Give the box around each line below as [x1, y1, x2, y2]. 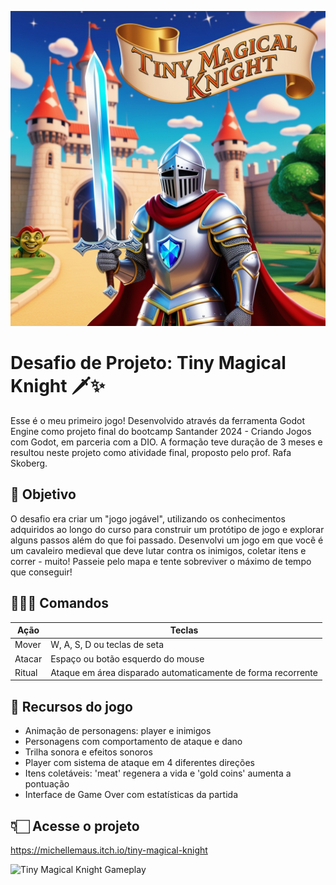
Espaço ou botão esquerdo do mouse [50, 652, 205, 665]
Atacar [14, 652, 43, 665]
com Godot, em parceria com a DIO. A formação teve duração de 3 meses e [10, 436, 323, 448]
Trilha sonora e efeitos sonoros [24, 746, 153, 758]
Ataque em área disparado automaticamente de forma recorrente [50, 666, 318, 678]
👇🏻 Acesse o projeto [10, 817, 140, 835]
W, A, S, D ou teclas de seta [50, 639, 165, 651]
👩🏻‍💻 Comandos [10, 595, 110, 612]
